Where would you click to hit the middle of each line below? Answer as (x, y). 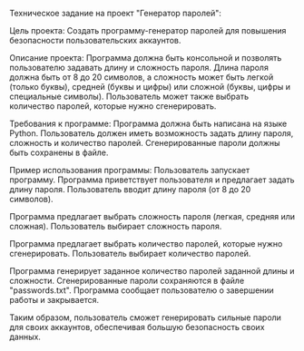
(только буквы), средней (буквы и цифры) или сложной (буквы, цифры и (150, 87)
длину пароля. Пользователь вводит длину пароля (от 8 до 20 (130, 189)
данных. (25, 336)
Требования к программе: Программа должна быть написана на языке (148, 123)
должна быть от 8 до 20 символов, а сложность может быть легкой (142, 77)
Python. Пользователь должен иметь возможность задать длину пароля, (152, 133)
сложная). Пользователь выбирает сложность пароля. (116, 226)
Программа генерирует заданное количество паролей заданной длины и (152, 271)
